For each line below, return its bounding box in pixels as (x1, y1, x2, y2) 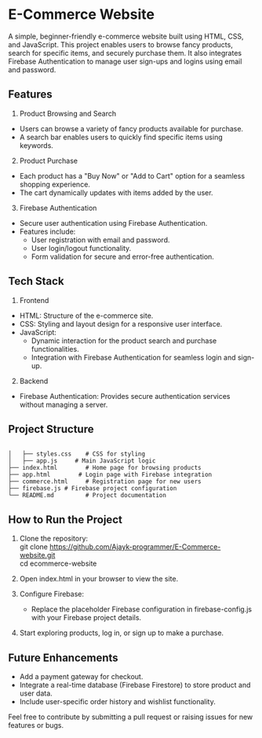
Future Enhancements (8, 651, 119, 664)
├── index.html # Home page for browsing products (8, 464, 202, 472)
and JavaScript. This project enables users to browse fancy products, (8, 39, 233, 49)
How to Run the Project (8, 513, 123, 526)
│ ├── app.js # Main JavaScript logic (8, 457, 156, 465)
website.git (19, 551, 56, 560)
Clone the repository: (19, 533, 89, 544)
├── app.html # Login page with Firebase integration (8, 470, 213, 479)
